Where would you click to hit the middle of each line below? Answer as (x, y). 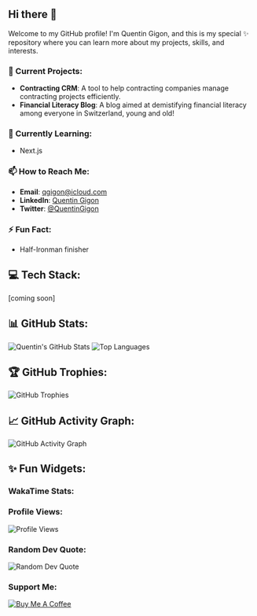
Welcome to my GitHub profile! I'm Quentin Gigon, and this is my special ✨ (128, 33)
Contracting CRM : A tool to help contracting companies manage (124, 88)
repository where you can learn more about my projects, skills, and (116, 42)
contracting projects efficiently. (70, 97)
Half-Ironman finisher (54, 249)
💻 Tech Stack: (44, 275)
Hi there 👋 (33, 15)
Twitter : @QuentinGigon (59, 208)
